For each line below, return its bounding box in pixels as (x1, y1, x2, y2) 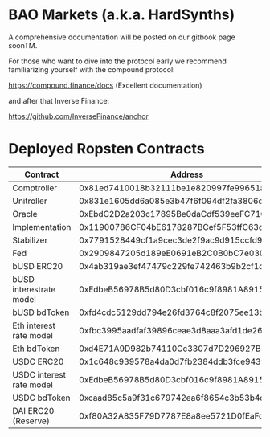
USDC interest (12, 369, 67, 380)
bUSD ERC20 (12, 260, 63, 272)
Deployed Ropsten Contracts (8, 140, 205, 158)
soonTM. (8, 40, 38, 50)
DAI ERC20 (12, 405, 55, 416)
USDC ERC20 (12, 356, 64, 367)
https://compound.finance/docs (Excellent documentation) (8, 80, 202, 90)
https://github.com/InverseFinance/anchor (8, 111, 149, 121)
